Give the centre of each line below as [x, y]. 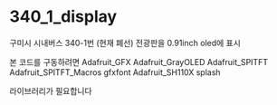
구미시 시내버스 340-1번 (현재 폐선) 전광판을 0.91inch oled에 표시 [125, 43]
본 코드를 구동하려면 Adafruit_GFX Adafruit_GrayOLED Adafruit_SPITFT [139, 62]
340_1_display [63, 17]
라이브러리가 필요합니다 [51, 91]
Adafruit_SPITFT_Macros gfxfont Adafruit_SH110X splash [115, 72]
